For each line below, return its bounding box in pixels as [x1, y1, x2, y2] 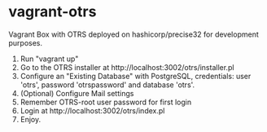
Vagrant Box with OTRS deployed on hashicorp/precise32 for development [8, 29, 259, 39]
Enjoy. [20, 114, 42, 124]
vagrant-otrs [8, 2, 97, 21]
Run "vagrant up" [20, 54, 79, 64]
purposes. [8, 37, 43, 47]
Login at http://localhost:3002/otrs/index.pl [20, 105, 165, 116]
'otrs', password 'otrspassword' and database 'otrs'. [20, 80, 195, 90]
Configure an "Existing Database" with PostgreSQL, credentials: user [20, 71, 252, 81]
